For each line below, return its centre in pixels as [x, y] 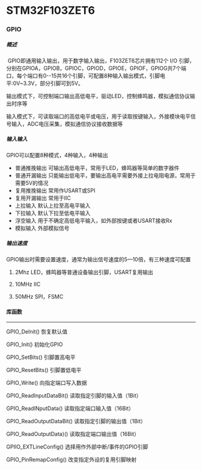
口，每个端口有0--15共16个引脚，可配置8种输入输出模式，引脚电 [86, 76]
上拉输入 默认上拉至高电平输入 [53, 206]
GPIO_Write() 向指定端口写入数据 [47, 383]
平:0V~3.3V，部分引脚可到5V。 [45, 83]
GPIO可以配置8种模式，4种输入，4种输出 [57, 155]
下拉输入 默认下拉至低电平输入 [53, 213]
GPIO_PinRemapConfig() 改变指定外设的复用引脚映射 [72, 460]
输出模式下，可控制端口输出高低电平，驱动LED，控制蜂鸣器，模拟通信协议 [98, 96]
